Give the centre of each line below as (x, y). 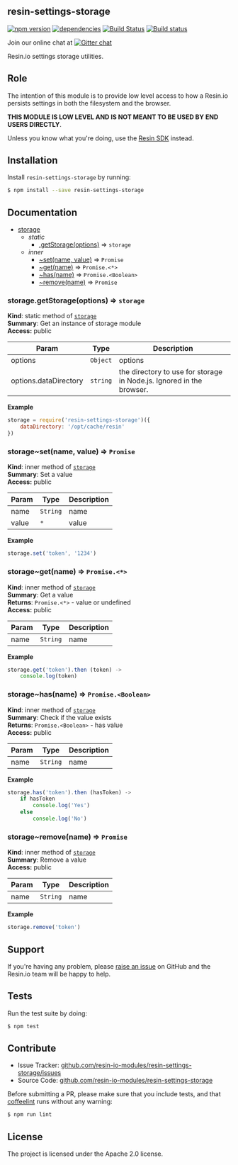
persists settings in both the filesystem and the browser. (89, 103)
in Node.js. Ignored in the (161, 381)
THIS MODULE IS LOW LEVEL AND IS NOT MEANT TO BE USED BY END (113, 117)
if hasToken (38, 799)
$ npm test (23, 1026)
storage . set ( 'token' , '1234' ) (52, 553)
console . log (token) (49, 676)
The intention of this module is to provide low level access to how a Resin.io (118, 96)
